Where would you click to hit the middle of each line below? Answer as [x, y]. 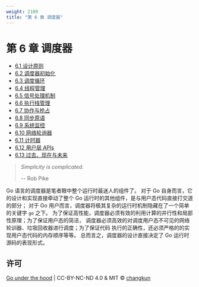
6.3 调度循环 [30, 81]
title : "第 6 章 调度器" [35, 17]
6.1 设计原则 [29, 66]
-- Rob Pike [35, 178]
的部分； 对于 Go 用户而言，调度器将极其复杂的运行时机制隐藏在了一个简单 [98, 206]
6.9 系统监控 [30, 125]
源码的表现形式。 [27, 243]
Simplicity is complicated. [52, 167]
